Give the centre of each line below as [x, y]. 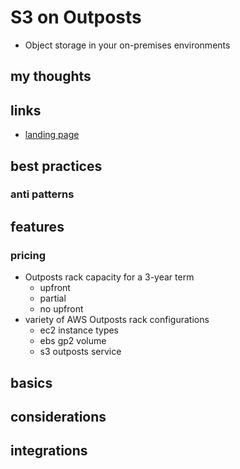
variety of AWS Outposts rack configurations [117, 320]
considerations [58, 416]
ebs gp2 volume [73, 341]
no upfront [61, 309]
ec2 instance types [79, 330]
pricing [28, 255]
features [37, 226]
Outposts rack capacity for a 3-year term [109, 277]
